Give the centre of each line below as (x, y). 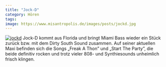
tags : (11, 19)
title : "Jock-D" (22, 10)
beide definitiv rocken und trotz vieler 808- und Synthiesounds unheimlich (82, 54)
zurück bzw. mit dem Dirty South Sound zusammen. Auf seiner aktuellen (80, 43)
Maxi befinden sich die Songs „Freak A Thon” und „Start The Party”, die (79, 48)
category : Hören (22, 14)
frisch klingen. (20, 59)
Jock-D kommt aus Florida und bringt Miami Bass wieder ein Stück (92, 38)
